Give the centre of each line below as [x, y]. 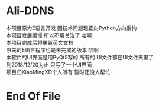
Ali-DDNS [30, 11]
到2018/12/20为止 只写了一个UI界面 [49, 64]
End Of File [33, 96]
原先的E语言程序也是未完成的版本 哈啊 [53, 50]
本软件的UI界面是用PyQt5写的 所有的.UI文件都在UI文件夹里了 [80, 57]
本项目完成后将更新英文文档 [40, 42]
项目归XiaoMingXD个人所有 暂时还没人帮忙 [58, 72]
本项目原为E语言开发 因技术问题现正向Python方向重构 [72, 28]
